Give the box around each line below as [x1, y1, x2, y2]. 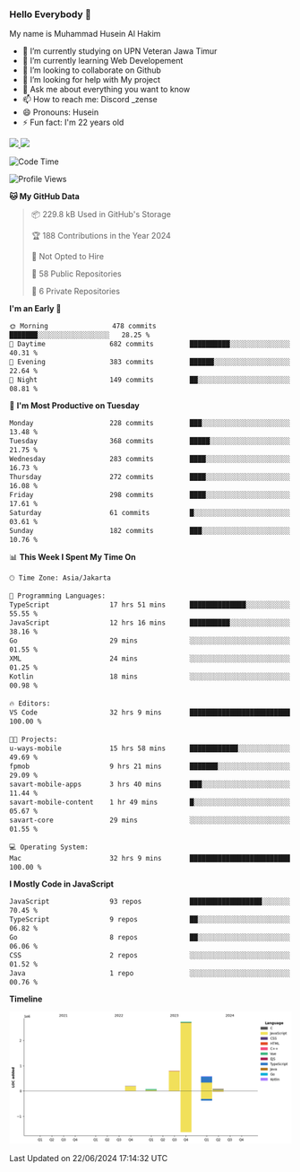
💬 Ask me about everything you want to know [21, 84, 191, 95]
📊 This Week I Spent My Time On [9, 552, 136, 563]
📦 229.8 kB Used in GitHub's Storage [30, 209, 172, 220]
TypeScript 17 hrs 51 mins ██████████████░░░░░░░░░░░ [9, 600, 291, 609]
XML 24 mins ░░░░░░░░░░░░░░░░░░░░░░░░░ [9, 654, 291, 663]
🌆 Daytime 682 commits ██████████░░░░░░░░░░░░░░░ [9, 340, 291, 349]
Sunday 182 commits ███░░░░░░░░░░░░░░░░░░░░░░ [9, 527, 291, 536]
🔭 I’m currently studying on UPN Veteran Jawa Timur [21, 46, 218, 57]
